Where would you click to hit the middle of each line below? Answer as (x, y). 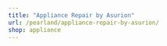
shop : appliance (34, 30)
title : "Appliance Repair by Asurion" (71, 15)
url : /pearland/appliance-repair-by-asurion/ (83, 23)
